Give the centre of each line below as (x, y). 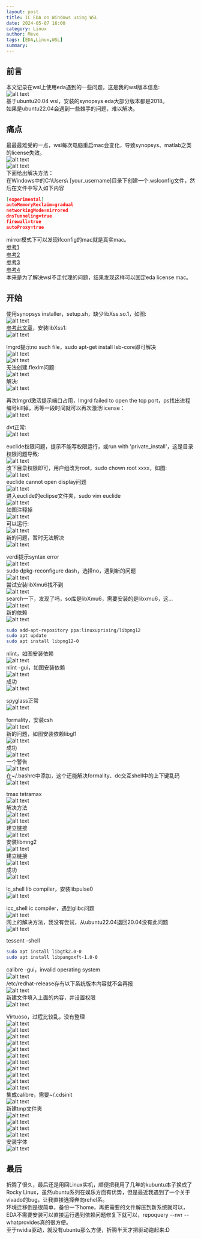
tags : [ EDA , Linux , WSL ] (34, 40)
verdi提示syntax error (33, 557)
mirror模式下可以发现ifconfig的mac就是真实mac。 (68, 239)
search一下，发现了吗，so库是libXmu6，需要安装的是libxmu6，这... (90, 598)
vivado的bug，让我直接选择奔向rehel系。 (57, 1199)
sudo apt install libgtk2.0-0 (44, 952)
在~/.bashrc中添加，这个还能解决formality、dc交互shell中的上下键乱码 (93, 776)
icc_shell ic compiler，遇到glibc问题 (50, 908)
